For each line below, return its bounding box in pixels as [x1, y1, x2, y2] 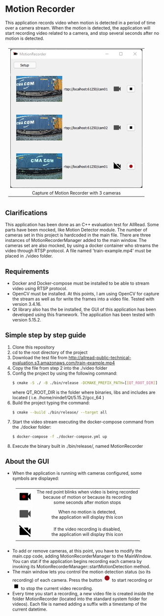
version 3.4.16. [12, 301, 42, 307]
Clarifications [5, 208, 48, 217]
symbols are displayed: [12, 475, 59, 481]
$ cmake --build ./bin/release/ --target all [12, 410, 107, 415]
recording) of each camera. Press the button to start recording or [12, 577, 153, 583]
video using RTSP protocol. [12, 286, 68, 292]
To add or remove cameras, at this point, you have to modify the [12, 548, 142, 554]
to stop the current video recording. [21, 586, 93, 591]
